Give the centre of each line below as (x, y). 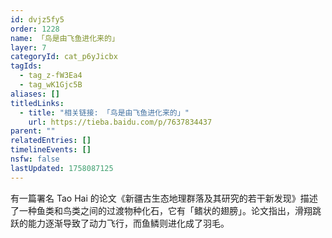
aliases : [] (35, 94)
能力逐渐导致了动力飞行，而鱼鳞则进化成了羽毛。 (128, 223)
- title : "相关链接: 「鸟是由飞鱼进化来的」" (104, 112)
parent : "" (33, 131)
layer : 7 (28, 47)
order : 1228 (35, 29)
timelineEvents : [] (51, 150)
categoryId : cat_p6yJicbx (64, 57)
